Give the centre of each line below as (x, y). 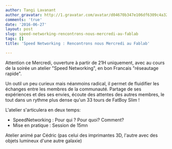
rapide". (14, 73)
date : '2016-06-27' (26, 24)
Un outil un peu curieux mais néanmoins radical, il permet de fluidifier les (82, 83)
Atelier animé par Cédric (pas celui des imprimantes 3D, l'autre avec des (82, 135)
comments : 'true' (24, 20)
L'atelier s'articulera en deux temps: (43, 110)
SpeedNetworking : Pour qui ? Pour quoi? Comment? (68, 120)
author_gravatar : (24, 15)
